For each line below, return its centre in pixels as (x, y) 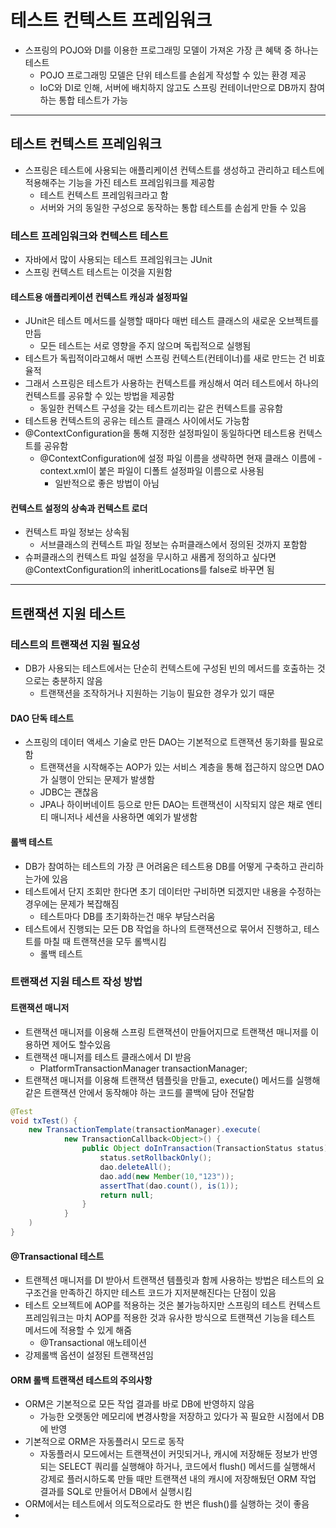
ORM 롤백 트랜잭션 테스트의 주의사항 (81, 1380)
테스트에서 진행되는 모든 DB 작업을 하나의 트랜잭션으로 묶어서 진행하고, (163, 928)
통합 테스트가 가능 (93, 100)
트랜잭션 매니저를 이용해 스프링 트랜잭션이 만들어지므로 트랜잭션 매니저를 (166, 1032)
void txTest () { (44, 1121)
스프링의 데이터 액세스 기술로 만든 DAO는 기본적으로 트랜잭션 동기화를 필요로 (174, 742)
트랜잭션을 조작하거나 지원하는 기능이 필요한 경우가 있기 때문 (157, 693)
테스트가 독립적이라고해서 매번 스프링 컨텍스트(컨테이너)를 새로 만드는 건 (165, 358)
